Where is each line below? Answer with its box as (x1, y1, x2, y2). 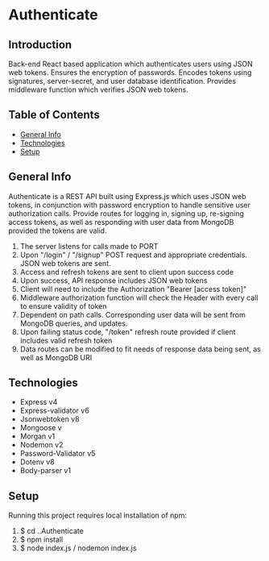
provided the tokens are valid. (8, 226, 107, 235)
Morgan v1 (19, 431, 56, 441)
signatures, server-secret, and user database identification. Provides (8, 77, 236, 85)
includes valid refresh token (19, 335, 113, 345)
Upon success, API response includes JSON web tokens (19, 276, 208, 285)
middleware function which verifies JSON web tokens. (8, 85, 188, 94)
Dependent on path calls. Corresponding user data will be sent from (19, 310, 246, 319)
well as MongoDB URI (19, 352, 93, 362)
